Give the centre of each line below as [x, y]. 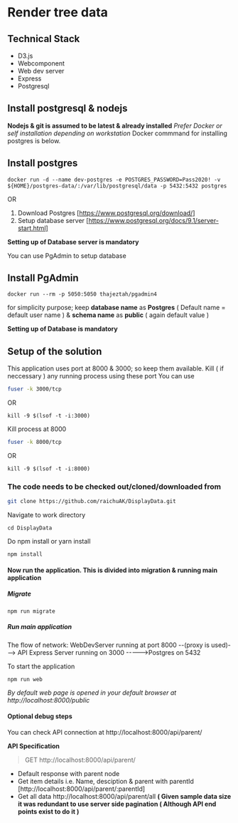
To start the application [41, 666]
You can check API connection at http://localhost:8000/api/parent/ [105, 732]
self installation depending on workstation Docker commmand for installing [117, 133]
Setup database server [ [53, 220]
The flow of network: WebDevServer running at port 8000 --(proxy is [108, 645]
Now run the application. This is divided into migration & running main [113, 570]
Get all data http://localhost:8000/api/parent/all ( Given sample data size [124, 796]
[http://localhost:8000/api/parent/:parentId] [81, 789]
